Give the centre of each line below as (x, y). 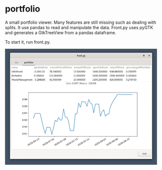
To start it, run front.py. (28, 42)
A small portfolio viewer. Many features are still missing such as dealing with (81, 22)
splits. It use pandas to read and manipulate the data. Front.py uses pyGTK (79, 27)
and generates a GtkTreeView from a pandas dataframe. (61, 32)
